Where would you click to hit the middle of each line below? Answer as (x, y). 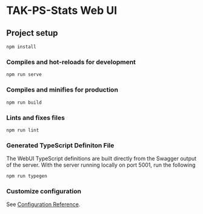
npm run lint (23, 130)
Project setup (32, 33)
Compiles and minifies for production (62, 90)
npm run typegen (27, 176)
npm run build (24, 102)
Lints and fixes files (36, 118)
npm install (21, 47)
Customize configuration (44, 192)
